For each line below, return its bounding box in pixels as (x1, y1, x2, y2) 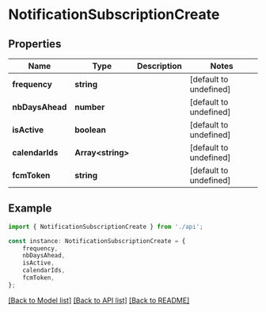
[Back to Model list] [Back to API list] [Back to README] (8, 295, 190, 305)
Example (8, 202, 52, 215)
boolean (74, 124, 107, 135)
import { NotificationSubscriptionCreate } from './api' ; (8, 223, 203, 230)
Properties (8, 37, 62, 51)
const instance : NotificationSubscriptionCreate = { (8, 237, 186, 245)
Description (137, 61, 182, 71)
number (74, 101, 105, 112)
